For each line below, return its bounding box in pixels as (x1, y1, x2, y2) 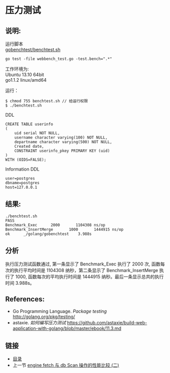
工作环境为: (5, 66, 29, 72)
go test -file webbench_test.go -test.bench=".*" (5, 56, 113, 61)
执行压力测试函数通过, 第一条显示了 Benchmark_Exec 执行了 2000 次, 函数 (5, 261, 161, 267)
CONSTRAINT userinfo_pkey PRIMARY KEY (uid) (14, 148, 110, 153)
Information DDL (5, 166, 40, 172)
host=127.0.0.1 (5, 185, 38, 190)
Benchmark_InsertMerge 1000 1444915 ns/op (5, 227, 124, 232)
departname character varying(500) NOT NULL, (14, 140, 113, 145)
